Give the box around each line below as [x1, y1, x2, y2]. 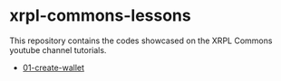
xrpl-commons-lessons [9, 5, 192, 26]
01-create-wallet [22, 62, 84, 73]
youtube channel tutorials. [9, 44, 107, 55]
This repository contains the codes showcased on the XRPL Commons [9, 35, 273, 46]
